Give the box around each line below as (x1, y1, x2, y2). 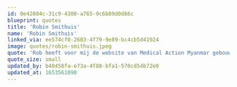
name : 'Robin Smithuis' (7, 29, 78, 37)
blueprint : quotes (7, 17, 61, 24)
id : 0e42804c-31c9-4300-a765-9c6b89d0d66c (7, 10, 134, 18)
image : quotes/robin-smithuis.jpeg (7, 43, 112, 50)
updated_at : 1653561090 (7, 69, 78, 76)
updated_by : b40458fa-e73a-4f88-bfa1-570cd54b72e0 (7, 62, 159, 69)
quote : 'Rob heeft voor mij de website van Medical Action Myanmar (7, 50, 210, 57)
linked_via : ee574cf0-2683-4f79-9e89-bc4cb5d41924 (7, 36, 159, 43)
